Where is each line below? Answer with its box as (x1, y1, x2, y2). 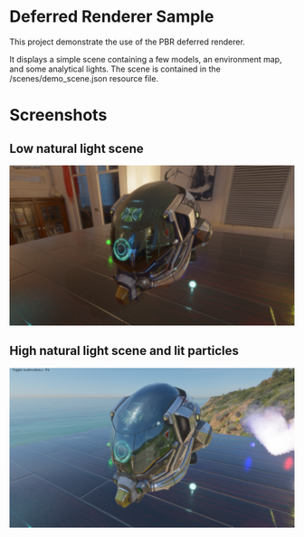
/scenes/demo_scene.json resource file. (9, 72, 159, 83)
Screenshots (9, 105, 108, 126)
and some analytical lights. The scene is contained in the (9, 63, 222, 74)
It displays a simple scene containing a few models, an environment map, (9, 53, 282, 64)
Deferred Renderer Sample (9, 6, 214, 27)
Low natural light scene (9, 140, 145, 156)
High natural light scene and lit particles (9, 343, 240, 359)
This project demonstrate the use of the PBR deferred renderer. (9, 36, 246, 47)
